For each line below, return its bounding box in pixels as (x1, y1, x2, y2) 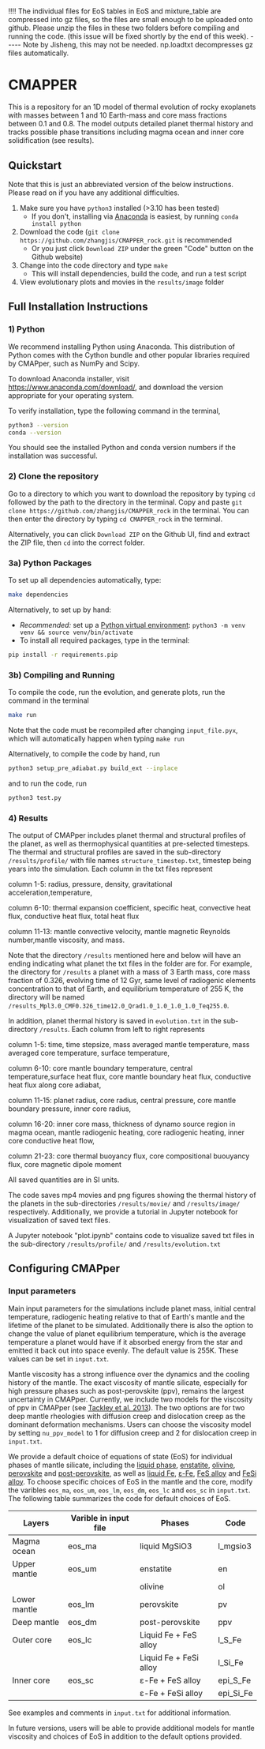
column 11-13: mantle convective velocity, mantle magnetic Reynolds (8, 926, 231, 936)
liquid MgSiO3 (139, 1541, 192, 1552)
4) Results (8, 813, 49, 824)
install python (31, 220, 81, 227)
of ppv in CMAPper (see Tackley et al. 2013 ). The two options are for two (8, 1402, 245, 1412)
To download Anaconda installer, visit (8, 373, 130, 383)
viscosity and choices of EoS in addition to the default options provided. (8, 1732, 242, 1741)
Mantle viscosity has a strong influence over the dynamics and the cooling (8, 1369, 250, 1379)
